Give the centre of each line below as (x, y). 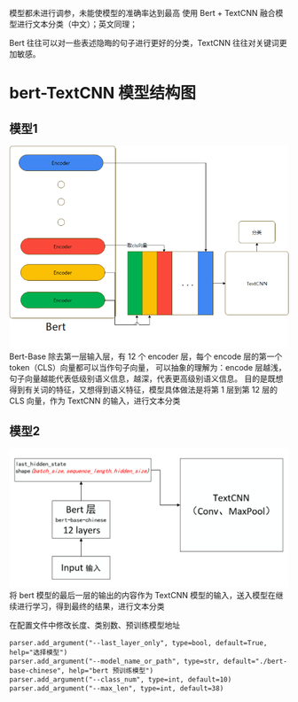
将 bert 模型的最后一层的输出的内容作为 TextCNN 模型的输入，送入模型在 (143, 595)
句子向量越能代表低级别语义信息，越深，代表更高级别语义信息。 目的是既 (142, 378)
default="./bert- (255, 661)
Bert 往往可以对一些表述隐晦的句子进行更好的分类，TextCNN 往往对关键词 (144, 43)
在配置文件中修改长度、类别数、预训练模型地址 (94, 625)
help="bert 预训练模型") (111, 671)
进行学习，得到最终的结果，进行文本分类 (90, 606)
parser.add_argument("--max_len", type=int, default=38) (117, 688)
